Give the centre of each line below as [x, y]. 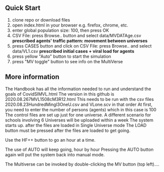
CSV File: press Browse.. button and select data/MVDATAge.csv [77, 35]
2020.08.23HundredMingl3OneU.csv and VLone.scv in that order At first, [79, 104]
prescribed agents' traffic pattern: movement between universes [80, 41]
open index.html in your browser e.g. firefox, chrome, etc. [70, 25]
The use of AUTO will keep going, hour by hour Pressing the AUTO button [79, 149]
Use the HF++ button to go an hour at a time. [50, 140]
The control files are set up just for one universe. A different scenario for [78, 115]
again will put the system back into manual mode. [55, 154]
